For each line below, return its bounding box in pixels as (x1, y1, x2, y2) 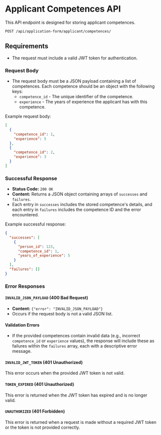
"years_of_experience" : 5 (17, 253, 70, 258)
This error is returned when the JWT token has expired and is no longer (5, 392, 147, 398)
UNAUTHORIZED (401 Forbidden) (5, 408, 65, 414)
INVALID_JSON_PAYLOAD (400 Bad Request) (5, 295, 88, 301)
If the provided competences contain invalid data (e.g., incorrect (12, 333, 140, 339)
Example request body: (5, 113, 51, 120)
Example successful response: (5, 221, 66, 227)
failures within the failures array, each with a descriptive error (12, 343, 137, 349)
